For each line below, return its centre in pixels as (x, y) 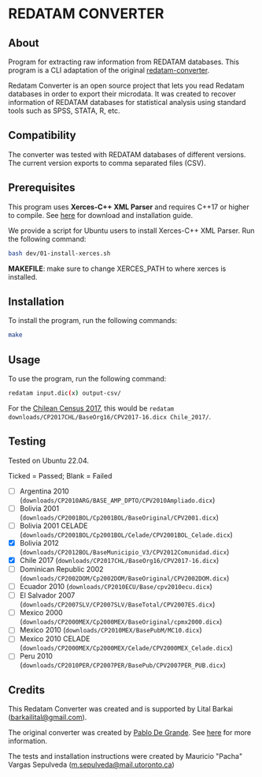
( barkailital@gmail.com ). (48, 717)
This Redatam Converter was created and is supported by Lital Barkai (121, 709)
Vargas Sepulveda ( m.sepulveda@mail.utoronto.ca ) (91, 765)
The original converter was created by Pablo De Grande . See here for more (130, 733)
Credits (27, 690)
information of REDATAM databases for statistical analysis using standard (127, 102)
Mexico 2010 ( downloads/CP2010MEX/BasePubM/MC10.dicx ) (111, 630)
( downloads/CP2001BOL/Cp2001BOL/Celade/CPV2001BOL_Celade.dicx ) (126, 535)
